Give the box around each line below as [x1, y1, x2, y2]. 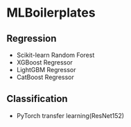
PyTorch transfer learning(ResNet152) [16, 111, 125, 119]
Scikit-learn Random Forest [16, 51, 95, 59]
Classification [6, 93, 68, 105]
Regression [6, 33, 57, 44]
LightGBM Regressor [16, 66, 76, 74]
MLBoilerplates [6, 5, 96, 21]
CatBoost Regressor [16, 73, 74, 81]
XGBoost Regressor [16, 58, 73, 67]
